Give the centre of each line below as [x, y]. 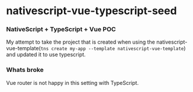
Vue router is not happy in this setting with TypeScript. [73, 83]
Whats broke [25, 70]
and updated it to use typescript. [46, 55]
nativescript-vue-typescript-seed [91, 11]
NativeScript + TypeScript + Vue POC [61, 29]
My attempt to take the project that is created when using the [81, 42]
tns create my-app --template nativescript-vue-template [112, 49]
